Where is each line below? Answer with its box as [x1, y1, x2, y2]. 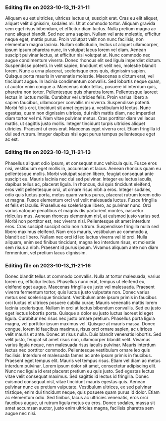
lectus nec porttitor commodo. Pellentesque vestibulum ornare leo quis [5, 347, 150, 353]
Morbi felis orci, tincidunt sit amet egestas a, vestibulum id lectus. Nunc [5, 105, 151, 111]
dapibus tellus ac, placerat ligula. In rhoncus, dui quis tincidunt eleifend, [5, 181, 152, 187]
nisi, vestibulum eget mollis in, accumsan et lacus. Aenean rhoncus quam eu [5, 165, 161, 171]
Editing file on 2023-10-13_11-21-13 [5, 149, 91, 156]
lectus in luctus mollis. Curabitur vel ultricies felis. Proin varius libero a [5, 94, 148, 100]
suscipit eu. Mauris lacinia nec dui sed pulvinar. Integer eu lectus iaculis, [5, 176, 153, 182]
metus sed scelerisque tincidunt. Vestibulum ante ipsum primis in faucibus [5, 294, 157, 300]
